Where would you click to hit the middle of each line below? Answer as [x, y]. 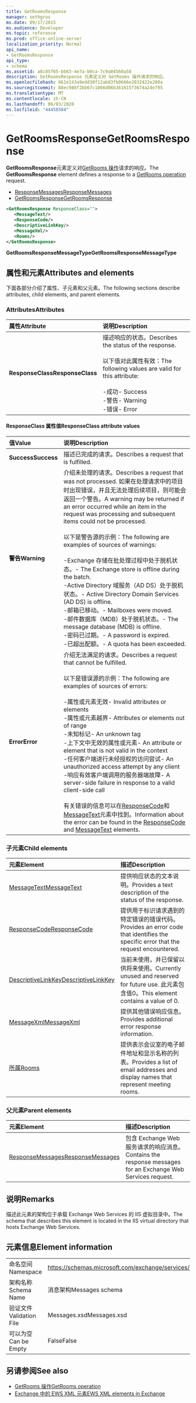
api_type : [18, 60]
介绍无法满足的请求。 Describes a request [120, 655]
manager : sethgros [28, 17]
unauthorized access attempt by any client [122, 766]
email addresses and [149, 1070]
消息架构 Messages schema [85, 1289]
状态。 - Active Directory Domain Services [121, 594]
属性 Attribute [28, 326]
